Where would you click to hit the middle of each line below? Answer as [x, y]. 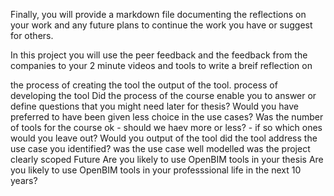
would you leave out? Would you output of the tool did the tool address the [164, 138]
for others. [32, 35]
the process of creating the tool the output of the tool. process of [144, 85]
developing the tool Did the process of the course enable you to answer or [163, 95]
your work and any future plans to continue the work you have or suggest [161, 25]
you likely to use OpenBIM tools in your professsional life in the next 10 [156, 170]
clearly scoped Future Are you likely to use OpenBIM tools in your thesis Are [167, 159]
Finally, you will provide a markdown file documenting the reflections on [158, 14]
